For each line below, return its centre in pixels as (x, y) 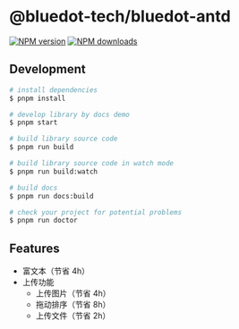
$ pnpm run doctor (43, 221)
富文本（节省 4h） (56, 271)
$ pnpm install (38, 98)
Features (34, 248)
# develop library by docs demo (69, 114)
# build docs (34, 188)
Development (48, 69)
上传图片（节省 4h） (73, 293)
